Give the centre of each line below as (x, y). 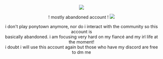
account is (81, 32)
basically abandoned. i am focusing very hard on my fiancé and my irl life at (81, 37)
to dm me (81, 52)
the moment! (81, 42)
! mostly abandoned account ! (78, 17)
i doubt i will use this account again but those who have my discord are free (81, 47)
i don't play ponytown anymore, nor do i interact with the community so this (81, 26)
